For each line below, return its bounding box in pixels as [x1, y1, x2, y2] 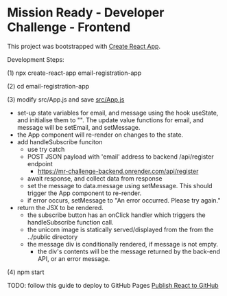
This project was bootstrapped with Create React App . [7, 42, 161, 50]
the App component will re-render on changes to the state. [16, 130, 184, 139]
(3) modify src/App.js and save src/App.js [7, 95, 125, 104]
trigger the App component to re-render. [27, 189, 142, 197]
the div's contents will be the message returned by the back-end [37, 247, 221, 255]
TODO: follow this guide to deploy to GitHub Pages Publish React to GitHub [7, 281, 219, 289]
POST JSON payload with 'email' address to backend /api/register [27, 152, 214, 161]
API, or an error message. [37, 254, 110, 262]
